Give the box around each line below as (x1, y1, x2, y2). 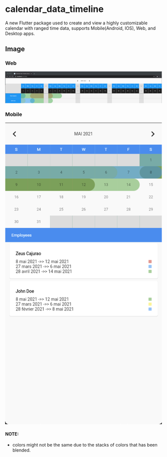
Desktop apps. (5, 30, 35, 36)
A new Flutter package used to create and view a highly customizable (5, 20, 148, 26)
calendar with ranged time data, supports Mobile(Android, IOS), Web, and (5, 25, 156, 31)
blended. (12, 447, 31, 453)
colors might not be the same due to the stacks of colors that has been (12, 442, 158, 448)
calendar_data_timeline (5, 3, 104, 15)
